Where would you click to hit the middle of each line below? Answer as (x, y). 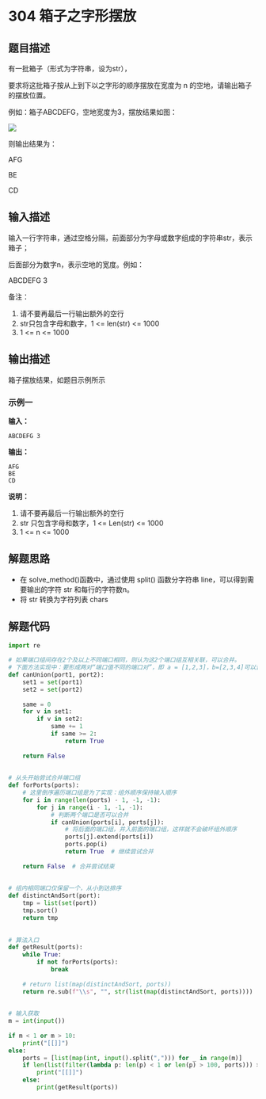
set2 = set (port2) (53, 689)
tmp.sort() (40, 911)
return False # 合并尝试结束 (68, 866)
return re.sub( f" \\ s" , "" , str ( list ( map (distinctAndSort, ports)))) (138, 991)
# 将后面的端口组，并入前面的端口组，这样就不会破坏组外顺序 (151, 830)
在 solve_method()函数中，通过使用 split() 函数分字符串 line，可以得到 (133, 579)
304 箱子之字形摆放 (72, 16)
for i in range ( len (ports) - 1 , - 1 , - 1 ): (92, 800)
